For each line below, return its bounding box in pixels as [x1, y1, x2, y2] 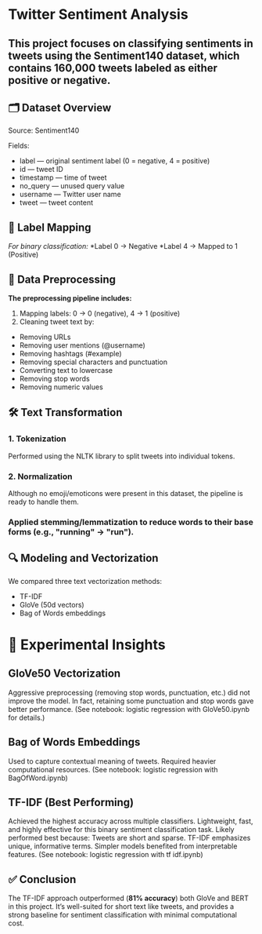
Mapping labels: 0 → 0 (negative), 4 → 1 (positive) [19, 308, 181, 319]
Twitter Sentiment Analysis [8, 5, 189, 24]
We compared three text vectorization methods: [8, 576, 163, 586]
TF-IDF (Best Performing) [8, 795, 135, 809]
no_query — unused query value [19, 181, 125, 191]
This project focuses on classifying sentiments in [8, 37, 254, 50]
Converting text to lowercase [19, 366, 113, 375]
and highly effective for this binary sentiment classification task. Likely [8, 825, 235, 834]
